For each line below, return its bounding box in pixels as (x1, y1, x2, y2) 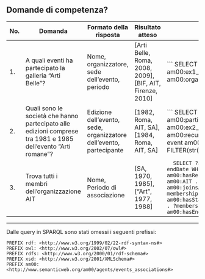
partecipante (87, 146, 124, 154)
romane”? (25, 149, 54, 158)
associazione (87, 191, 125, 199)
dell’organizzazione (25, 187, 81, 196)
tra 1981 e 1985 (25, 134, 74, 143)
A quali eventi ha (25, 56, 73, 65)
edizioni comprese (25, 127, 79, 135)
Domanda (38, 27, 68, 35)
